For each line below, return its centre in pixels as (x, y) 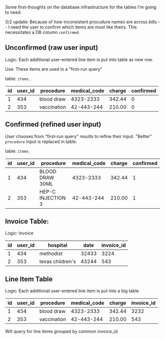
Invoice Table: (27, 221)
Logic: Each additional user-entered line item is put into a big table (72, 291)
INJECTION (53, 198)
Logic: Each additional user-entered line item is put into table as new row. (79, 59)
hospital (58, 245)
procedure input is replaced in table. (41, 141)
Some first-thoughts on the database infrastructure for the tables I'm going (81, 7)
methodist (51, 254)
